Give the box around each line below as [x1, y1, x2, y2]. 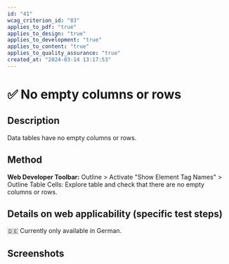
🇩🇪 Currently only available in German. [7, 227, 122, 235]
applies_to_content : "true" [7, 43, 90, 50]
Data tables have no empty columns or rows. [7, 133, 137, 142]
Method [7, 154, 43, 166]
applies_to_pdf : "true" [7, 23, 77, 30]
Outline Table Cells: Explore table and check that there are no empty [7, 180, 205, 189]
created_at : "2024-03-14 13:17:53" [7, 56, 112, 63]
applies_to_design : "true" [7, 30, 86, 37]
